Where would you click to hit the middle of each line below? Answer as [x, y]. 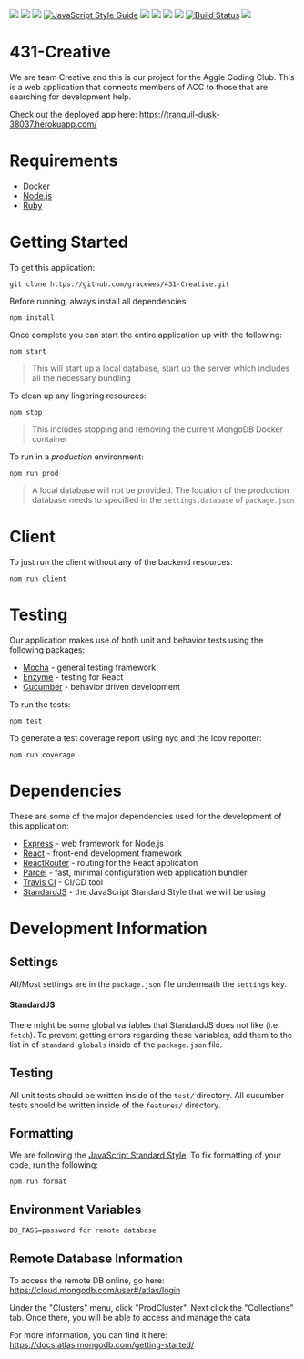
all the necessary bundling [81, 377]
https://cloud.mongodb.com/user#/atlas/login [95, 1291]
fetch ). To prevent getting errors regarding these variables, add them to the [151, 1035]
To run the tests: [40, 704]
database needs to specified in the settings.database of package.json [163, 499]
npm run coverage [42, 755]
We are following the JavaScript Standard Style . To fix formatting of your [146, 1155]
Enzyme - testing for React [73, 677]
